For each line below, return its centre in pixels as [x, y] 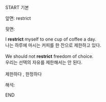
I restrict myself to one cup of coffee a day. [51, 39]
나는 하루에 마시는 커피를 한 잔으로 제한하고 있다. [53, 45]
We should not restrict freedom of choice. [49, 56]
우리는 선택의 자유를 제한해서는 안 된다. [44, 62]
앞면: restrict [18, 18]
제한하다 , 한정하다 [24, 74]
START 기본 [17, 7]
